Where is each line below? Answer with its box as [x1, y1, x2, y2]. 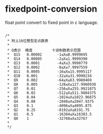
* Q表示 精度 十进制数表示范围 [7, 48, 81, 53]
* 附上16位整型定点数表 [7, 38, 48, 43]
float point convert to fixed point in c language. [5, 19, 98, 25]
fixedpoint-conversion [5, 3, 98, 15]
